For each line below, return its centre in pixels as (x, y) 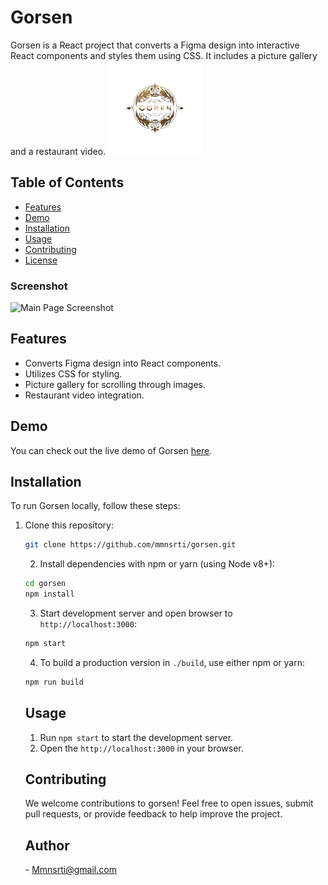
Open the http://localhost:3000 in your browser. (141, 748)
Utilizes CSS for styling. (73, 373)
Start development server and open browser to (136, 613)
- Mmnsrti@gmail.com (70, 870)
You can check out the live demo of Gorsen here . (111, 450)
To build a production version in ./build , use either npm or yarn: (172, 662)
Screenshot (39, 286)
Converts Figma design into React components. (123, 363)
